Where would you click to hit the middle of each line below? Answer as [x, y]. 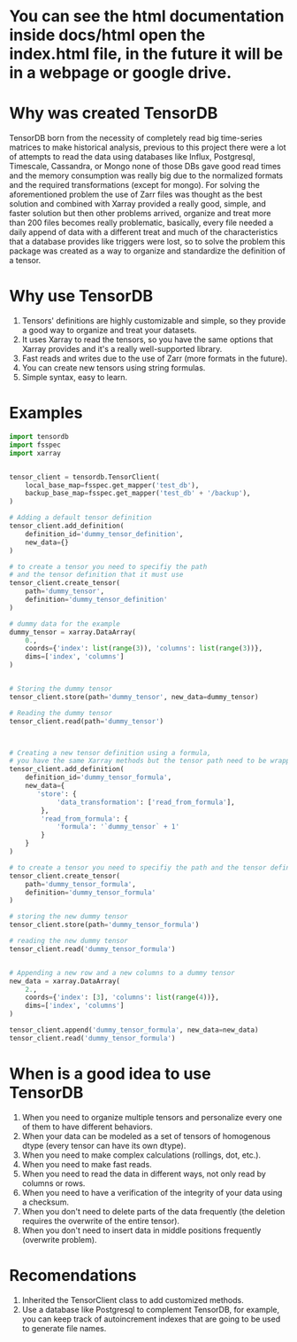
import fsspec [35, 445]
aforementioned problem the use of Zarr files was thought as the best [136, 195]
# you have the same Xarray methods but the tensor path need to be [138, 761]
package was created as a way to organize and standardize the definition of [147, 251]
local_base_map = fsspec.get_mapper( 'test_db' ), [112, 485]
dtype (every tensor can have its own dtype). [104, 1145]
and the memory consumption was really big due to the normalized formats [146, 176]
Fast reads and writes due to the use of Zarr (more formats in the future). [155, 359]
